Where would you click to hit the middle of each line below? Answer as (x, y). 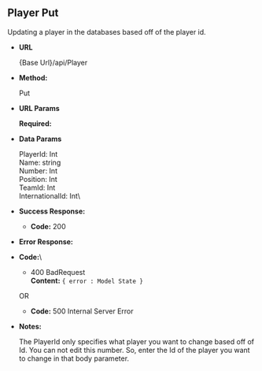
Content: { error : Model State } (87, 280)
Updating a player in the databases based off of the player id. (107, 32)
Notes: (30, 326)
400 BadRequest (58, 272)
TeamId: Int (37, 187)
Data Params (40, 139)
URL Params (39, 108)
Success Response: (52, 211)
